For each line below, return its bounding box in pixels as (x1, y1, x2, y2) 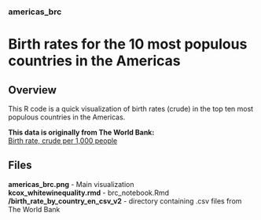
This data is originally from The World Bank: (8, 127, 155, 137)
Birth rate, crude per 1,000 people (8, 136, 118, 145)
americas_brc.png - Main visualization (8, 179, 134, 189)
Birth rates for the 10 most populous (8, 35, 248, 53)
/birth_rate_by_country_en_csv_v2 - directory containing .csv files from (8, 196, 242, 206)
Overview (8, 83, 57, 97)
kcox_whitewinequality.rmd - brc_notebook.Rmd (8, 188, 170, 197)
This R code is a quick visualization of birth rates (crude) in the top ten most (8, 104, 254, 113)
